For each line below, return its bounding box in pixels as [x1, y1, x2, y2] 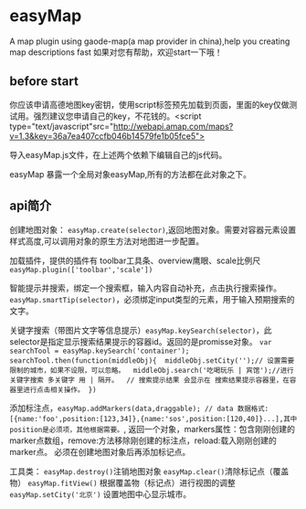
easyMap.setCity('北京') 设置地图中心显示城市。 [9, 488, 192, 499]
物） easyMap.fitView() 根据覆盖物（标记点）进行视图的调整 [9, 477, 236, 488]
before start [9, 74, 79, 90]
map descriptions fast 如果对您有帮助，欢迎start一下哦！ [9, 47, 223, 58]
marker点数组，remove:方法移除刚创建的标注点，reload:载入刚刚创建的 [9, 435, 277, 446]
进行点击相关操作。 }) [22, 385, 98, 394]
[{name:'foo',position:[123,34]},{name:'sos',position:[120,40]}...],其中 [9, 414, 298, 423]
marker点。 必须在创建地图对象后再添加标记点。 [9, 446, 191, 457]
